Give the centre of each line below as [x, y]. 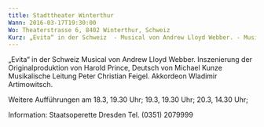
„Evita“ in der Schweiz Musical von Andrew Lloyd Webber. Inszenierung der [130, 60]
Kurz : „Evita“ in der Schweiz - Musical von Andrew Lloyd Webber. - [125, 37]
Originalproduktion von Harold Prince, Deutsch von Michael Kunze [115, 68]
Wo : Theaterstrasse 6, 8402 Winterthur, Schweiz [89, 30]
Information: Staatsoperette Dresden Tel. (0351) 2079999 [101, 115]
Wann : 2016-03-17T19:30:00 [52, 23]
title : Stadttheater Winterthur [61, 15]
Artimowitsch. [31, 85]
